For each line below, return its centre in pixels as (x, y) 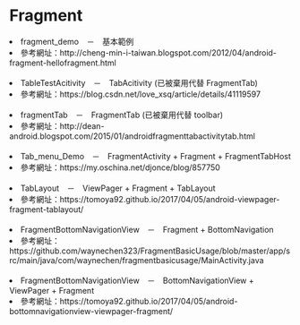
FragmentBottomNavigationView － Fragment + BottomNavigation (148, 229)
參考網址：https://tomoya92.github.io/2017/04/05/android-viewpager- (150, 199)
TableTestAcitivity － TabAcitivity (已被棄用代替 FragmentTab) (139, 82)
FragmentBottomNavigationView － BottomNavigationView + (138, 280)
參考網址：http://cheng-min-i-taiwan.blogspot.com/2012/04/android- (149, 52)
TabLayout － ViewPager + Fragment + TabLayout (119, 188)
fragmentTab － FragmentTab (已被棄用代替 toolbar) (122, 115)
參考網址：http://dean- (63, 125)
